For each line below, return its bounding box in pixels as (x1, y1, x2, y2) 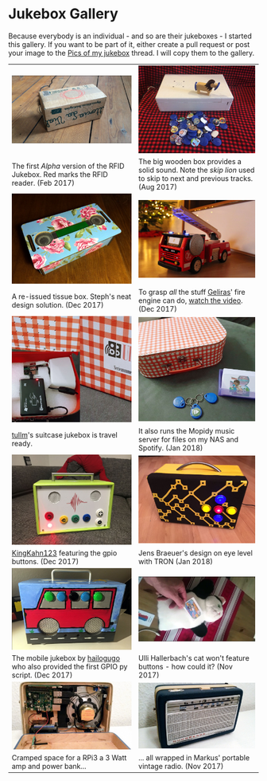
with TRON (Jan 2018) (138, 556, 213, 566)
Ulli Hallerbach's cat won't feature (138, 653, 250, 662)
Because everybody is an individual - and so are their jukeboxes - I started (8, 31, 252, 41)
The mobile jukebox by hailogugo (11, 653, 121, 662)
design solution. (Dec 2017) (11, 300, 105, 309)
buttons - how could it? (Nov (138, 661, 233, 671)
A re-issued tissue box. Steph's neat (11, 292, 132, 301)
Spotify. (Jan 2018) (138, 443, 203, 453)
